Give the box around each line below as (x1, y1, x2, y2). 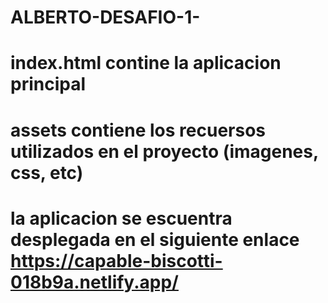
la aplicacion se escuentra (10, 207, 233, 230)
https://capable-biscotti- (10, 249, 223, 272)
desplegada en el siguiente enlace (10, 228, 300, 251)
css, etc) (10, 161, 84, 184)
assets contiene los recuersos (10, 119, 266, 141)
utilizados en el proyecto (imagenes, (10, 140, 319, 163)
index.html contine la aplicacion (10, 52, 282, 75)
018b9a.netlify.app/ (10, 271, 179, 293)
